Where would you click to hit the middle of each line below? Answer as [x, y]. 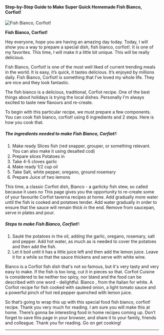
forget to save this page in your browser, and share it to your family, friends [81, 318]
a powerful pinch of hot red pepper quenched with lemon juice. [69, 293]
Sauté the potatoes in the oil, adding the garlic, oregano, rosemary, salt [83, 236]
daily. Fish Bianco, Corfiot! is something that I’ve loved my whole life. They [80, 77]
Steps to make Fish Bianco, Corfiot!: [42, 224]
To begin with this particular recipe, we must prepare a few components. [78, 112]
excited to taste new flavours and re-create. [49, 102]
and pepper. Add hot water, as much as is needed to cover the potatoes [84, 241]
